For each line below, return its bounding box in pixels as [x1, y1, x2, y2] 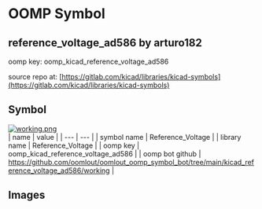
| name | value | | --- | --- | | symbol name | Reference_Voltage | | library [8, 132, 242, 141]
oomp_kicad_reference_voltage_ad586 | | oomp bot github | [8, 148, 201, 158]
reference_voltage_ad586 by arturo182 [8, 36, 202, 49]
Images [8, 189, 46, 202]
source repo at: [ [8, 72, 62, 81]
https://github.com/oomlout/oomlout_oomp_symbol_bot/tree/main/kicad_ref [8, 157, 254, 167]
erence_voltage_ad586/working [8, 166, 110, 175]
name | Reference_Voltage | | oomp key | [8, 141, 140, 150]
